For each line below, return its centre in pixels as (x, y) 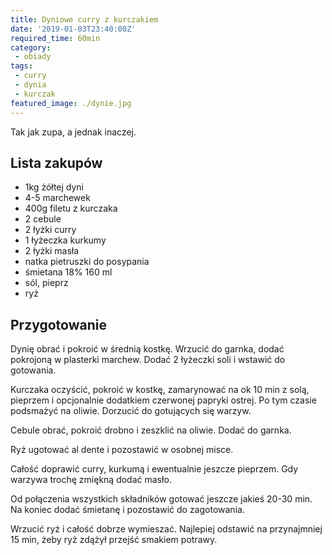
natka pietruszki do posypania (87, 262)
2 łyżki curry (50, 230)
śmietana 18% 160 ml (68, 272)
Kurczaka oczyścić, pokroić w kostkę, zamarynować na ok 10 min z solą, (160, 390)
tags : (21, 66)
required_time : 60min (55, 38)
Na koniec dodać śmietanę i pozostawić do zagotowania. (127, 510)
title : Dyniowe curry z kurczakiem (84, 19)
